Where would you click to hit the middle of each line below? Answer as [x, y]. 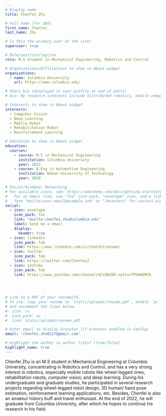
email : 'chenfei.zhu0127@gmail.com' [43, 334]
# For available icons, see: [35, 192]
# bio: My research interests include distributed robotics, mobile [77, 96]
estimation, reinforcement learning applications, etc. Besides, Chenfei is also [83, 393]
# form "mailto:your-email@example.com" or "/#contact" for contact [79, 201]
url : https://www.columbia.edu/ [47, 82]
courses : [19, 151]
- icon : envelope [27, 210]
